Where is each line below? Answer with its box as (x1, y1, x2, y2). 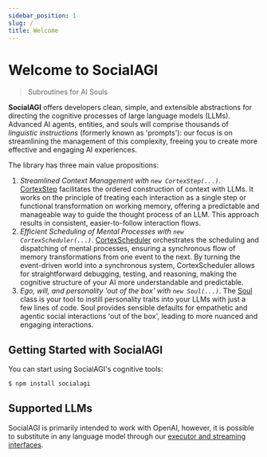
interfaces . (8, 439, 44, 449)
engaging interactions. (19, 320, 94, 329)
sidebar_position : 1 (8, 11, 77, 20)
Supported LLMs (8, 402, 93, 416)
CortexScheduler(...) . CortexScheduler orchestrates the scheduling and (19, 235, 259, 245)
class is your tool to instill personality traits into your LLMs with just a (19, 294, 246, 304)
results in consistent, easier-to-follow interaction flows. (19, 219, 202, 228)
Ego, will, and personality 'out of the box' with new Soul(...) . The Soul (19, 286, 253, 296)
